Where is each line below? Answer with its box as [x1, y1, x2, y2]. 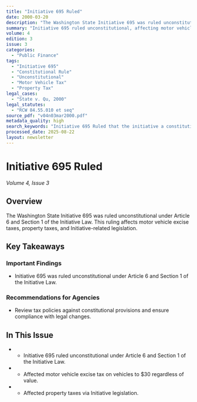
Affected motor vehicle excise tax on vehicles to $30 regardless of [23, 371, 184, 378]
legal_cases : [6, 91, 38, 97]
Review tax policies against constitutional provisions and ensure [14, 307, 169, 314]
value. [23, 377, 39, 384]
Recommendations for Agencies [6, 294, 100, 302]
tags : [6, 58, 19, 64]
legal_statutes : [6, 101, 46, 108]
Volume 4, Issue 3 [6, 179, 50, 186]
